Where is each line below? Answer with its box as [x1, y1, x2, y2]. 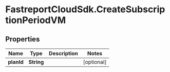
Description [48, 50, 79, 57]
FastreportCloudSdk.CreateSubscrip [5, 4, 165, 15]
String [28, 59, 44, 65]
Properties [5, 35, 40, 43]
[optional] [83, 59, 107, 65]
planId [8, 59, 24, 65]
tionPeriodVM [5, 14, 66, 26]
